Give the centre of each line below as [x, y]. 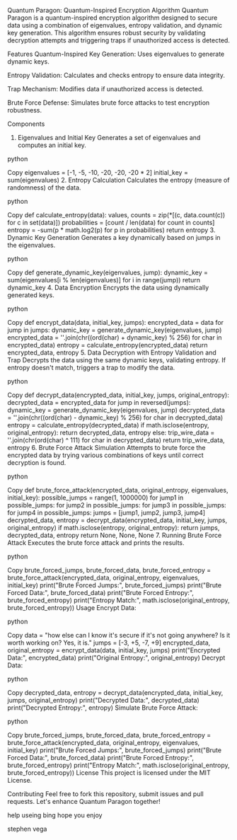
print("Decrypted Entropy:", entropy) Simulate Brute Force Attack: [103, 708]
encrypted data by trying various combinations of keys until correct [105, 455]
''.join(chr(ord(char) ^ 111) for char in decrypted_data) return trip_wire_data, [116, 440]
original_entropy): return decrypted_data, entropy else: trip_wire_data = [111, 432]
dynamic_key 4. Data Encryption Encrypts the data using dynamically [108, 287]
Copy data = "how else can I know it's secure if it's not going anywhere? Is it [119, 635]
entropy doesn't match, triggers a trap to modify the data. [91, 368]
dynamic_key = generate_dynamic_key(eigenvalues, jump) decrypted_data [116, 410]
